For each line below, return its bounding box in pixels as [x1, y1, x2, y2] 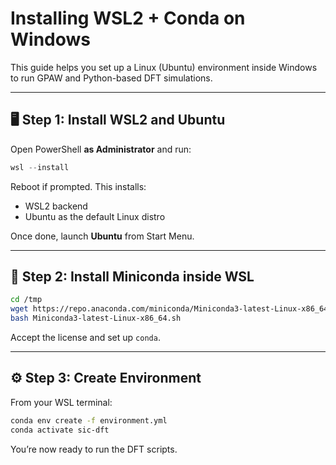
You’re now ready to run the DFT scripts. [10, 443, 178, 455]
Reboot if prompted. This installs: [10, 180, 147, 192]
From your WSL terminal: [10, 396, 113, 408]
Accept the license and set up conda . [10, 332, 161, 344]
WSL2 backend [24, 200, 88, 212]
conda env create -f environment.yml [10, 415, 168, 426]
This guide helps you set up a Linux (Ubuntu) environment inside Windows [10, 61, 318, 73]
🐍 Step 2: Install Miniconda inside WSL [10, 268, 255, 286]
